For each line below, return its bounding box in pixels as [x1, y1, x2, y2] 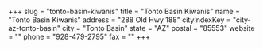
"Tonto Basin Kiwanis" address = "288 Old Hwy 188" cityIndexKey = [8, 15, 232, 24]
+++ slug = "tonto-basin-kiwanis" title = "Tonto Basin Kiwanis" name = [8, 7, 241, 16]
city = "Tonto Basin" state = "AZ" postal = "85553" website [62, 24, 256, 32]
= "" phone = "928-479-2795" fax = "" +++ [8, 32, 151, 41]
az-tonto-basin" [8, 24, 61, 32]
